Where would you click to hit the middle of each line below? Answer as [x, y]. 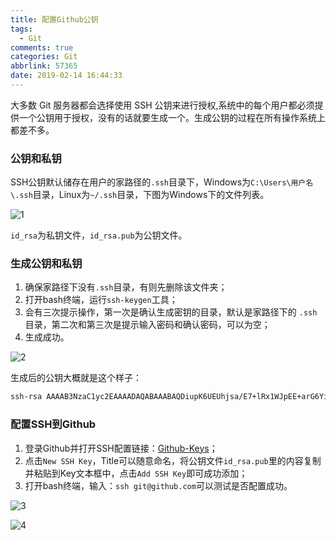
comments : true [42, 47]
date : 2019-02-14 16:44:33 [66, 76]
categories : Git [44, 57]
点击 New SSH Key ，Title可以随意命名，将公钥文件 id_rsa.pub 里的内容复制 [173, 460]
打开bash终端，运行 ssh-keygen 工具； [101, 300]
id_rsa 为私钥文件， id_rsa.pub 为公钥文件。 [99, 235]
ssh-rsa [26, 397]
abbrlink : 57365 [44, 66]
